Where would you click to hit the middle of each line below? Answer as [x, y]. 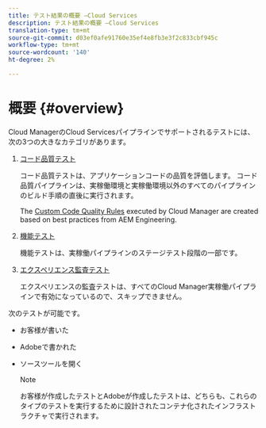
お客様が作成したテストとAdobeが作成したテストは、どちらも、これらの [138, 396]
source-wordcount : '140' [49, 52]
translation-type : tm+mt [49, 30]
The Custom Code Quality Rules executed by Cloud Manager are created [139, 211]
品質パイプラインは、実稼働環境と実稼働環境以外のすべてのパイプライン [138, 185]
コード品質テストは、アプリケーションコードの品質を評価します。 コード [139, 175]
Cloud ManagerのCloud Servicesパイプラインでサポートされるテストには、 [131, 132]
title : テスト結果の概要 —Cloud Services [73, 15]
